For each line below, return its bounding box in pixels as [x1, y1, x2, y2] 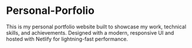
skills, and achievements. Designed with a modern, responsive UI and [6, 29, 174, 36]
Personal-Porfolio [6, 4, 95, 17]
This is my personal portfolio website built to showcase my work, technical [6, 23, 187, 30]
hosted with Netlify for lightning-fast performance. [6, 35, 128, 42]
